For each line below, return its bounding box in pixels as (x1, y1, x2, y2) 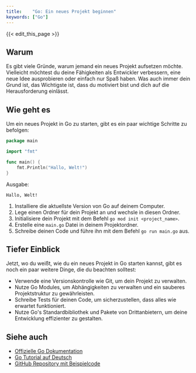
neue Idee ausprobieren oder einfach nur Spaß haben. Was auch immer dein (6, 75, 190, 82)
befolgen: (6, 127, 29, 134)
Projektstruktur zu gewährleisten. (14, 290, 95, 297)
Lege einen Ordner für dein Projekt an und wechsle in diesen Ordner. (14, 209, 181, 216)
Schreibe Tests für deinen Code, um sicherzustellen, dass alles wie (14, 296, 177, 303)
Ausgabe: (6, 180, 29, 188)
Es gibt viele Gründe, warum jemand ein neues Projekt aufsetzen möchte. (6, 63, 183, 70)
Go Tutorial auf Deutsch (14, 354, 72, 361)
